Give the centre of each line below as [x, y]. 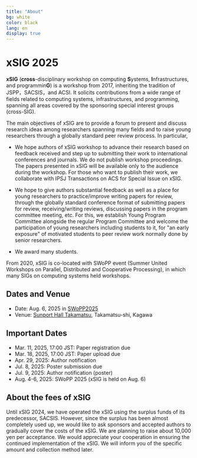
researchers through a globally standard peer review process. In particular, [97, 136]
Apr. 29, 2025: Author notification [55, 360]
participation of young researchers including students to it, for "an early [102, 228]
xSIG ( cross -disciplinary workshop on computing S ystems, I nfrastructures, [98, 79]
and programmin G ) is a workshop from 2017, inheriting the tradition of [91, 86]
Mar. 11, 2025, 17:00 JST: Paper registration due [73, 347]
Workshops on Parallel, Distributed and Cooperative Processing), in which [96, 269]
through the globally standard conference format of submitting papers [100, 203]
